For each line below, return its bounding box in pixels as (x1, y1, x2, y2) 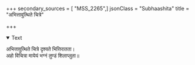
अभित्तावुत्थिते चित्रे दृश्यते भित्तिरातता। (6, 46, 75, 52)
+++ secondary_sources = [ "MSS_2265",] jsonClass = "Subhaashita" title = (6, 5, 190, 12)
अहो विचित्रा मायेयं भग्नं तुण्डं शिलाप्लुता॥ (6, 52, 79, 59)
